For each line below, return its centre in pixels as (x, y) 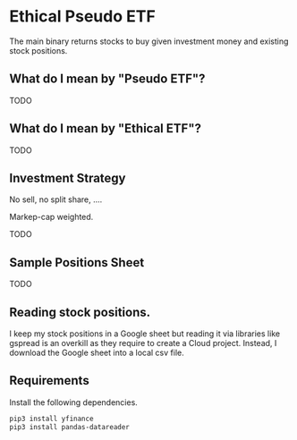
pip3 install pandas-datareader (69, 427)
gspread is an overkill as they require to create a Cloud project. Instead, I (143, 343)
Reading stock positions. (80, 312)
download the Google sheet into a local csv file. (97, 352)
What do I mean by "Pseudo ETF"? (107, 79)
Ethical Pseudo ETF (83, 17)
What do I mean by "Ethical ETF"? (105, 128)
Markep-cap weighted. (51, 217)
